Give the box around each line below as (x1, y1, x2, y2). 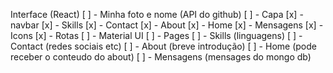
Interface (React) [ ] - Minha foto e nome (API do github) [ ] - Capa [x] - (10, 9, 304, 20)
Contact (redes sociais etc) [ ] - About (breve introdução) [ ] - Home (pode (10, 40, 317, 52)
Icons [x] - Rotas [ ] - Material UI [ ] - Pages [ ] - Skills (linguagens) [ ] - (10, 30, 303, 41)
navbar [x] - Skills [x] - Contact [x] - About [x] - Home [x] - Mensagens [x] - (10, 19, 324, 31)
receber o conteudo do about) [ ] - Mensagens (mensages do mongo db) (10, 51, 312, 63)
